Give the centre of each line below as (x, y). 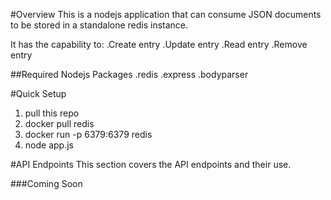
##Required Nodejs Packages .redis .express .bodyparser (129, 74)
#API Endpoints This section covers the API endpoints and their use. (151, 164)
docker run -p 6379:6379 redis (88, 134)
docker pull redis (59, 123)
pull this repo (52, 113)
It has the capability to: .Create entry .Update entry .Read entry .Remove (159, 44)
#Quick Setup (38, 93)
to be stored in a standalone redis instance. (99, 25)
